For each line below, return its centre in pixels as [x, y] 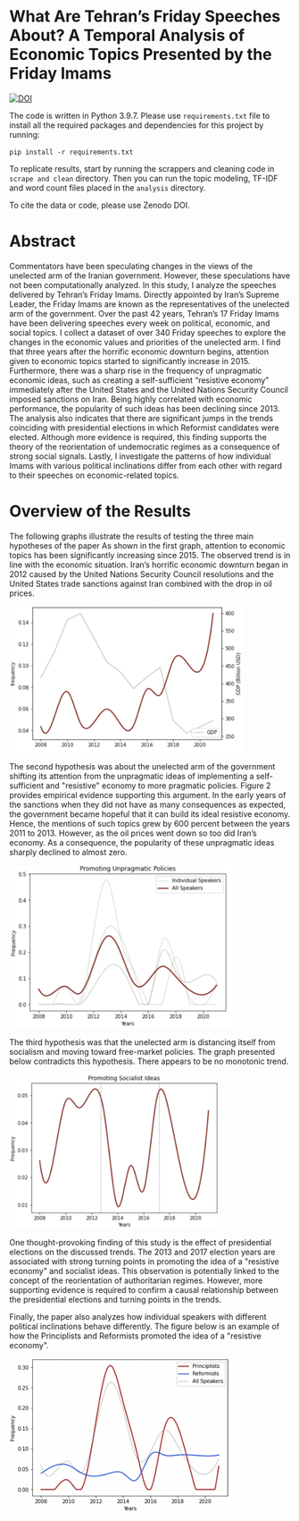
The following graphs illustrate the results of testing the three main [132, 536]
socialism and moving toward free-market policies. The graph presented [142, 1051]
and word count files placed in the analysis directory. [108, 187]
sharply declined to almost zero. [68, 853]
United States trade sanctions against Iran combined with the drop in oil [141, 583]
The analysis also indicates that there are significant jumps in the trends [141, 418]
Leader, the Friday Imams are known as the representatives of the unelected [149, 304]
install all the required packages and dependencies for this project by [137, 125]
